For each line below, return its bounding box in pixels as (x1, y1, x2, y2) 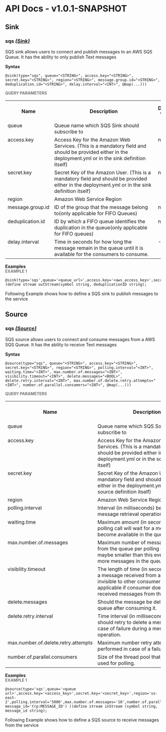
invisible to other (97, 578, 136, 585)
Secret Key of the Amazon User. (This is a (54, 169, 151, 176)
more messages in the (97, 557, 149, 564)
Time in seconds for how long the (54, 238, 132, 245)
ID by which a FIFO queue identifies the (54, 218, 146, 225)
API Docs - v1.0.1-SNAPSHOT (5, 3, 127, 14)
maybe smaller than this (97, 551, 153, 558)
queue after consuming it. (97, 604, 157, 611)
